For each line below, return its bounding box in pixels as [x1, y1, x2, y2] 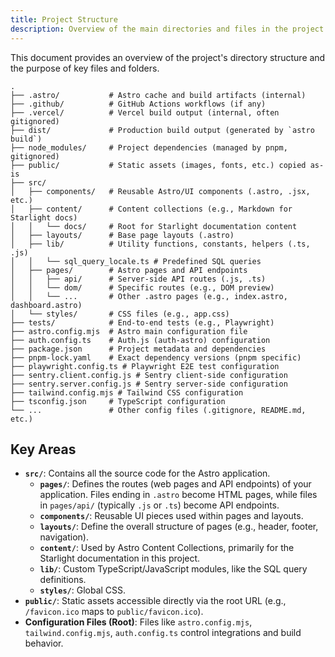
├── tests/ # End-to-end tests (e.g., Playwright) [10, 317, 275, 328]
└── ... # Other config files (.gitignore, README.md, [10, 405, 307, 415]
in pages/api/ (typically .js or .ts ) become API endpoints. [39, 499, 280, 511]
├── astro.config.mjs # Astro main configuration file [10, 326, 248, 336]
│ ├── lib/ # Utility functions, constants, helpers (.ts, [10, 239, 311, 249]
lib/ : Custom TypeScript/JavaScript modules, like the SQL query [39, 563, 308, 575]
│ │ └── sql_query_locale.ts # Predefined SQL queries [10, 256, 262, 266]
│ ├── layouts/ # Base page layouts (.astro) [10, 230, 235, 240]
